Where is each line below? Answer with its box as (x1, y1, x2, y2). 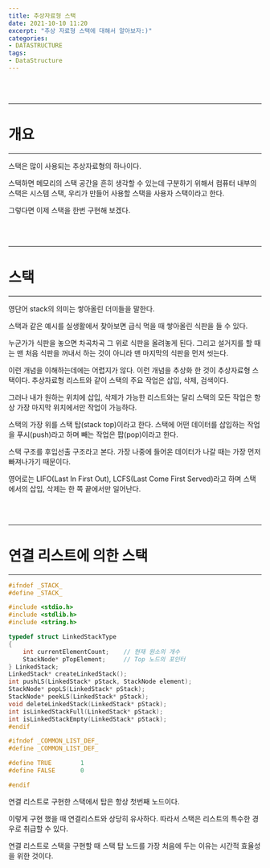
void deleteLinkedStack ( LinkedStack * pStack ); (8, 700, 167, 708)
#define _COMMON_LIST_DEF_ (8, 745, 99, 753)
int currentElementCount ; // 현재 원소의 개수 (22, 648, 181, 656)
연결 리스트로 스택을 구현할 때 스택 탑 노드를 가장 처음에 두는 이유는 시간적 (8, 841, 239, 850)
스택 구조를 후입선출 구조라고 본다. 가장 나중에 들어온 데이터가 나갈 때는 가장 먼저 (8, 446, 261, 456)
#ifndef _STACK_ (8, 581, 63, 590)
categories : (8, 34, 48, 43)
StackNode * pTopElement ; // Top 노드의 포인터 (22, 655, 186, 664)
